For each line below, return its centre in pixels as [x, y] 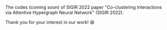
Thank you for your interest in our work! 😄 [50, 22]
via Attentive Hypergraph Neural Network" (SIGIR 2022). [65, 12]
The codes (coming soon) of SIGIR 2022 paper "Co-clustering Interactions [84, 7]
